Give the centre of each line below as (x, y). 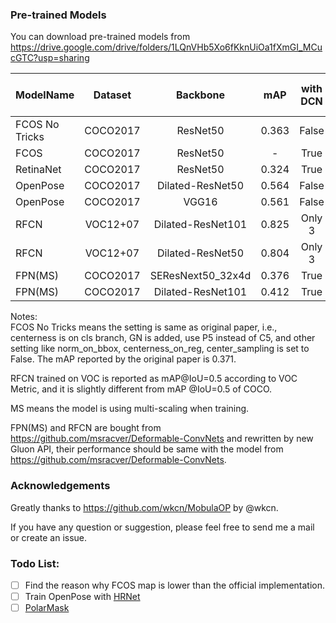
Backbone (200, 95)
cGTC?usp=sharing (50, 58)
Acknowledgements (60, 486)
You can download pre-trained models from (100, 37)
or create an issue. (49, 537)
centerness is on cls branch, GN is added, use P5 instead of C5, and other (163, 338)
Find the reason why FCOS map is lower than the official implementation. (175, 585)
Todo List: (35, 563)
